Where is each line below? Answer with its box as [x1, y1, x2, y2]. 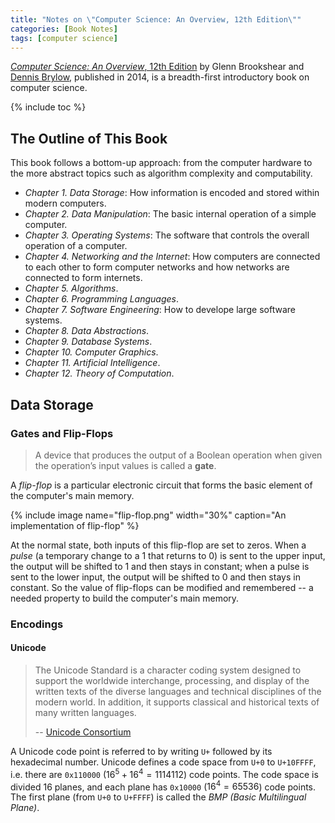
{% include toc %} [10, 101, 87, 113]
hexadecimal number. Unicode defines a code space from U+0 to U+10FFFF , [10, 756, 317, 768]
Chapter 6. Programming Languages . [24, 293, 180, 305]
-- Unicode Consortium [34, 726, 132, 738]
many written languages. [34, 707, 137, 718]
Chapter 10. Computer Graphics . [24, 346, 159, 358]
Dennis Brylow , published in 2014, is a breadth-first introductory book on [10, 71, 310, 83]
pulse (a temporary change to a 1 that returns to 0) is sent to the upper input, [10, 549, 326, 561]
